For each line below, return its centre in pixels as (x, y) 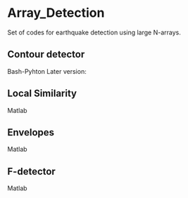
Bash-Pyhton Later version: (47, 71)
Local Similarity (42, 94)
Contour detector (46, 54)
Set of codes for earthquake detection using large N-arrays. (94, 32)
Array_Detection (56, 13)
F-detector (32, 171)
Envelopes (31, 132)
